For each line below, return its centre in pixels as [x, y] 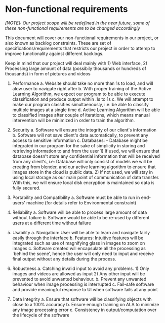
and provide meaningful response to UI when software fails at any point [85, 289]
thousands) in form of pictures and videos [48, 73]
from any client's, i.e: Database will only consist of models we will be [82, 161]
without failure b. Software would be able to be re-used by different [81, 217]
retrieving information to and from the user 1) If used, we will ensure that [86, 151]
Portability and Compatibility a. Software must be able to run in [76, 197]
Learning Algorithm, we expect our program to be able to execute [79, 94]
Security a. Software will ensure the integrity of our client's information [84, 129]
